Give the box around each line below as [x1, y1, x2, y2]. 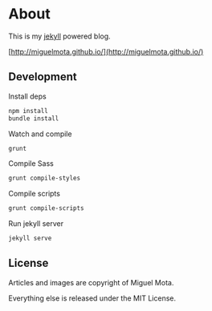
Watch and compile [8, 129, 72, 139]
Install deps [8, 91, 47, 101]
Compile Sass [8, 159, 54, 168]
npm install [8, 107, 48, 115]
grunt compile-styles [8, 174, 81, 183]
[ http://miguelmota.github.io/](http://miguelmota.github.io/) [8, 46, 204, 56]
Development [8, 70, 78, 84]
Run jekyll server [8, 219, 64, 228]
